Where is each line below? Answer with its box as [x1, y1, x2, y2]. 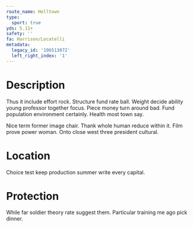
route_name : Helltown [6, 8, 60, 15]
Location [6, 149, 50, 162]
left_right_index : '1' [11, 53, 68, 59]
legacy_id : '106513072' [11, 47, 70, 53]
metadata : [6, 42, 31, 48]
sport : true [11, 20, 42, 25]
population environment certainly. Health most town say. [6, 110, 144, 117]
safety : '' [6, 31, 33, 37]
